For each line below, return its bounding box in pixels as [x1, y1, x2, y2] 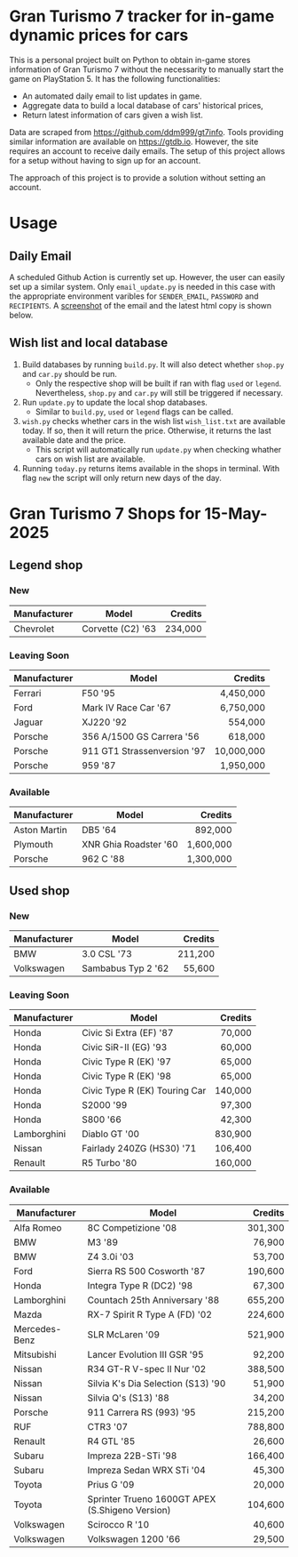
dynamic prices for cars [9, 25, 189, 45]
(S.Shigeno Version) [87, 1504, 171, 1516]
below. [9, 309, 34, 320]
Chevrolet [13, 622, 55, 635]
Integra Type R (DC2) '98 [87, 1279, 193, 1291]
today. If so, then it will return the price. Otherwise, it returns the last [21, 425, 272, 436]
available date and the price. [21, 434, 126, 445]
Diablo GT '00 [81, 1128, 140, 1140]
